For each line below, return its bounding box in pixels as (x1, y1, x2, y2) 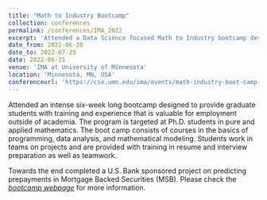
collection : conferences (8, 19, 91, 27)
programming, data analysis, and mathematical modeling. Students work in (8, 133, 253, 143)
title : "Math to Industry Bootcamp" (8, 11, 130, 20)
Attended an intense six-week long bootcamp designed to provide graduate (8, 100, 256, 110)
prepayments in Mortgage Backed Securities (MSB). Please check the (8, 174, 237, 183)
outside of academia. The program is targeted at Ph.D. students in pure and (8, 117, 256, 126)
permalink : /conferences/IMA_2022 (8, 26, 123, 34)
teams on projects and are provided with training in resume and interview (8, 142, 248, 152)
